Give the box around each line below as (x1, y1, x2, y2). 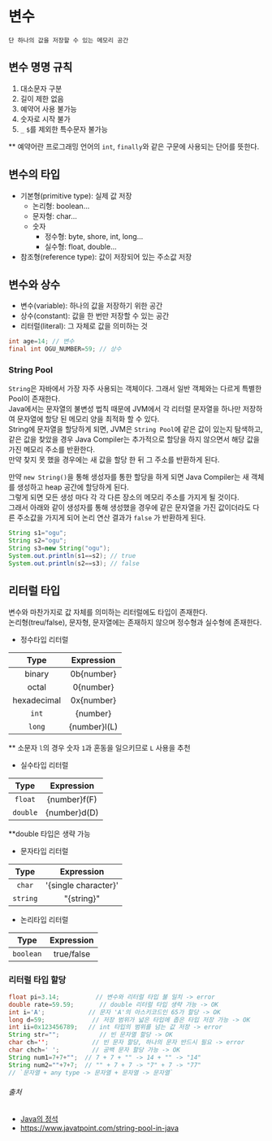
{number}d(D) (45, 807, 99, 818)
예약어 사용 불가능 (19, 103, 77, 114)
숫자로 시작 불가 (19, 114, 71, 124)
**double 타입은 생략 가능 (8, 829, 91, 838)
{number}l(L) (68, 721, 119, 732)
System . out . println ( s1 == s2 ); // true (8, 552, 136, 560)
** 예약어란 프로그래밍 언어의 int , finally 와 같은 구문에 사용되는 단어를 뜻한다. (8, 142, 260, 151)
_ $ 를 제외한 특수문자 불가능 (19, 124, 108, 134)
